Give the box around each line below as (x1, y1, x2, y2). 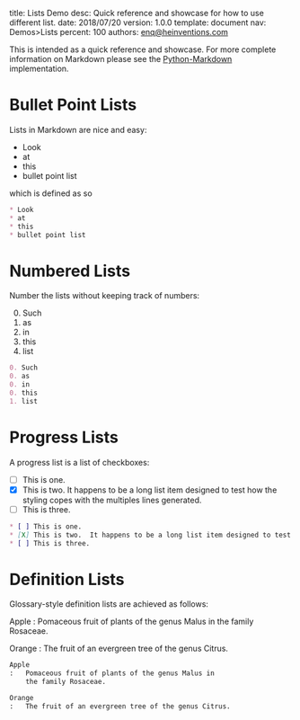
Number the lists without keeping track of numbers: (9, 290, 200, 301)
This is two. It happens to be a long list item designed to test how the (22, 484, 278, 495)
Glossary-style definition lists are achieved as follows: (9, 599, 209, 609)
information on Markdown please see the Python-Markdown (9, 54, 233, 64)
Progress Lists (9, 427, 119, 448)
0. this (9, 388, 39, 397)
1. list (9, 396, 39, 405)
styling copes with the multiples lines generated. (22, 494, 202, 505)
